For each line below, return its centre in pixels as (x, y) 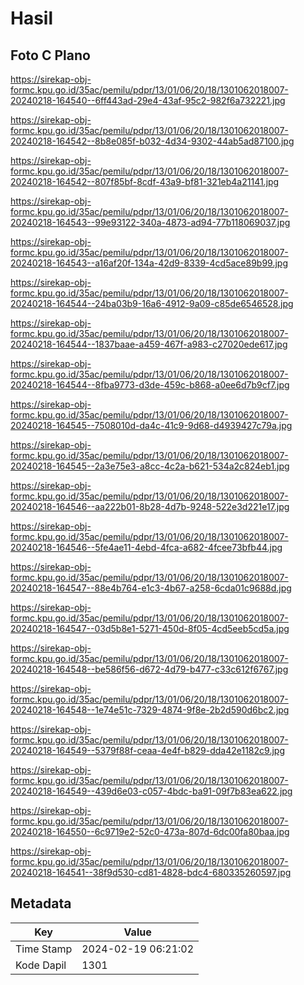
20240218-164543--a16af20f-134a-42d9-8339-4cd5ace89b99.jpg (149, 263)
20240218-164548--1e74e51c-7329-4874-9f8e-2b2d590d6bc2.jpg (150, 710)
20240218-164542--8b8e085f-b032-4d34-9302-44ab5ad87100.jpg (152, 141)
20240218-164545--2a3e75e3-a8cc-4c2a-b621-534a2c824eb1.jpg (150, 466)
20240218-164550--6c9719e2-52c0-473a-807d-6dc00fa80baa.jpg (150, 831)
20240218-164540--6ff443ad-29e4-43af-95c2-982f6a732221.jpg (148, 100)
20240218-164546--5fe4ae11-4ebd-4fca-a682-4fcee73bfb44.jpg (146, 547)
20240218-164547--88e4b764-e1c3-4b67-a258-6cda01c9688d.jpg (151, 588)
